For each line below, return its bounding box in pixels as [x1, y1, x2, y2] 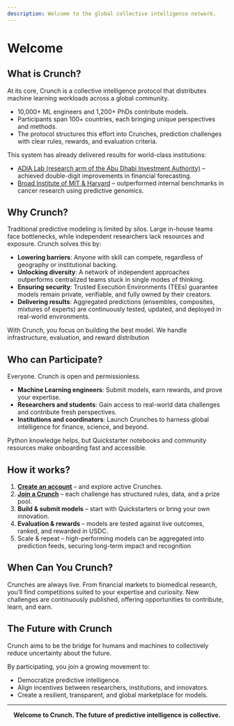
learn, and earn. [7, 603, 53, 611]
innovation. [17, 512, 50, 520]
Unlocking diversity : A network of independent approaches [17, 268, 190, 276]
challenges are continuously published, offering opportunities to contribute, [7, 595, 224, 603]
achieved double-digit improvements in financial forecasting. [17, 172, 192, 180]
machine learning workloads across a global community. [7, 93, 169, 102]
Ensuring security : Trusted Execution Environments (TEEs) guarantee [17, 283, 218, 292]
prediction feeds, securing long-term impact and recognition [17, 542, 192, 550]
